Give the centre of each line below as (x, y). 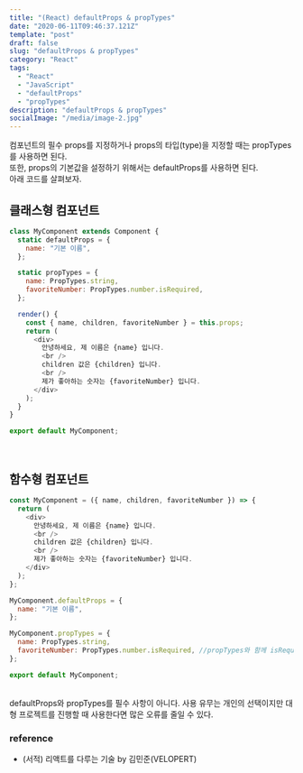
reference (32, 738)
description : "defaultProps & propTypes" (88, 110)
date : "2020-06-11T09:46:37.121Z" (74, 26)
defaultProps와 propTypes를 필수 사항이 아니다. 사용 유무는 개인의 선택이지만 (147, 703)
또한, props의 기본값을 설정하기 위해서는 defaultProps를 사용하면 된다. (134, 168)
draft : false (34, 43)
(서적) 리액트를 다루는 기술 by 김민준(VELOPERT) (110, 759)
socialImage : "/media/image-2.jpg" (76, 118)
